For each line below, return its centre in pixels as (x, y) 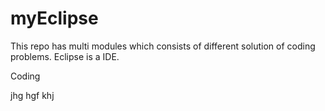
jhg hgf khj (32, 95)
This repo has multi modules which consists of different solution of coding (163, 46)
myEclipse (54, 18)
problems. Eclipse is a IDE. (65, 56)
